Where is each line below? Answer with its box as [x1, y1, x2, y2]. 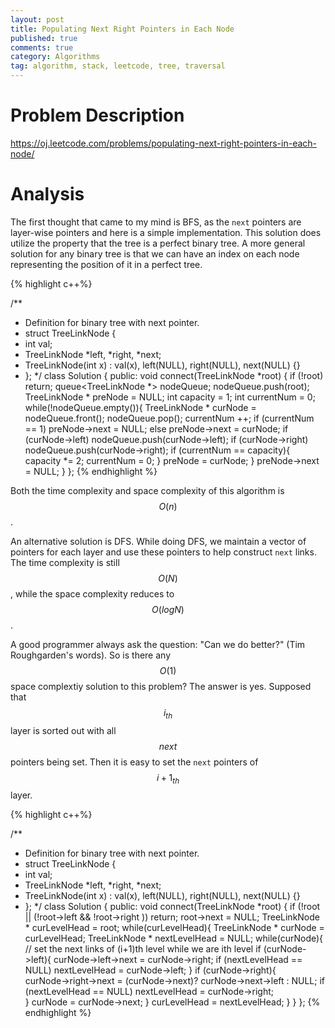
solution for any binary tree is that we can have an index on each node [10, 247, 300, 260]
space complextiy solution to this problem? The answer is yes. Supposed [10, 680, 312, 692]
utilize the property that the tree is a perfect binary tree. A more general [10, 237, 306, 249]
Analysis [10, 183, 85, 206]
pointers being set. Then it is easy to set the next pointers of [10, 756, 259, 768]
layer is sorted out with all [10, 724, 117, 736]
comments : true [10, 42, 74, 53]
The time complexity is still [10, 556, 120, 568]
